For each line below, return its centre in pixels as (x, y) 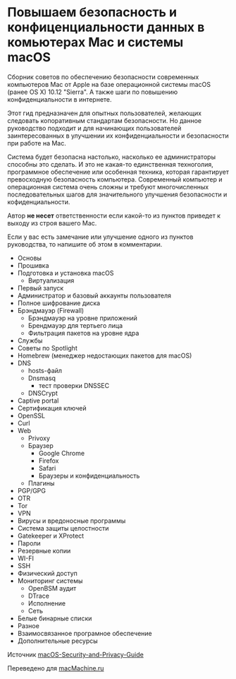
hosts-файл (45, 370)
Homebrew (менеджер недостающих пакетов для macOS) (105, 355)
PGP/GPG (32, 490)
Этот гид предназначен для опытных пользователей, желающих (105, 113)
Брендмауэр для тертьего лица (75, 325)
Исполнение (46, 603)
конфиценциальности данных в (106, 27)
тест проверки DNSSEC (74, 385)
